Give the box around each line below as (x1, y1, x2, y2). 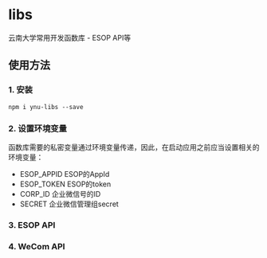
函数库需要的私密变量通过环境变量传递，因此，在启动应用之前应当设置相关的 (8, 142, 260, 152)
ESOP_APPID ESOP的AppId (19, 169, 110, 178)
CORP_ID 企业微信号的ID (19, 189, 101, 198)
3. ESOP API (8, 219, 56, 230)
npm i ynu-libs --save (8, 103, 84, 111)
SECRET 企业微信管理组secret (19, 199, 120, 209)
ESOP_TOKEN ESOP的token (19, 179, 112, 189)
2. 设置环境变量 (8, 123, 68, 134)
